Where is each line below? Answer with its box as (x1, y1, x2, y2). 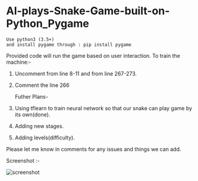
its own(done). (14, 111, 51, 118)
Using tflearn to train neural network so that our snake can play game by (14, 104, 193, 111)
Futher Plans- (14, 93, 49, 100)
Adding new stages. (14, 122, 64, 129)
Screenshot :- (6, 157, 40, 164)
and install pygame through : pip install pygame (6, 42, 132, 48)
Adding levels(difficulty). (14, 134, 76, 141)
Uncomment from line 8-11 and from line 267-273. (14, 70, 137, 77)
